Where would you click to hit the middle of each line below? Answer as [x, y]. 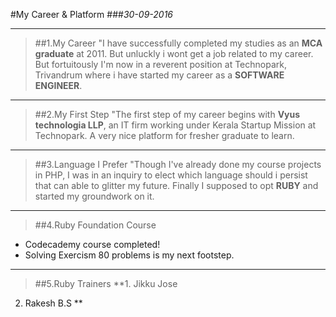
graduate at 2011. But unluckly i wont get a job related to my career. [174, 53]
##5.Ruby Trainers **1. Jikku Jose [106, 283]
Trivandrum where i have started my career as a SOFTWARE [159, 75]
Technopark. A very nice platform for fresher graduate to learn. [164, 135]
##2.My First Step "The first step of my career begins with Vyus [167, 114]
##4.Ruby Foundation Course [95, 225]
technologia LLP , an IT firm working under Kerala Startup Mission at [175, 125]
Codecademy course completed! [92, 244]
